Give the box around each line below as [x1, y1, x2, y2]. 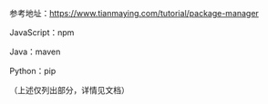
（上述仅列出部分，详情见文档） [9, 85, 129, 95]
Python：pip [9, 66, 57, 76]
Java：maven [9, 46, 61, 57]
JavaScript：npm [9, 27, 75, 38]
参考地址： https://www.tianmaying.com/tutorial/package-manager [9, 8, 260, 18]
